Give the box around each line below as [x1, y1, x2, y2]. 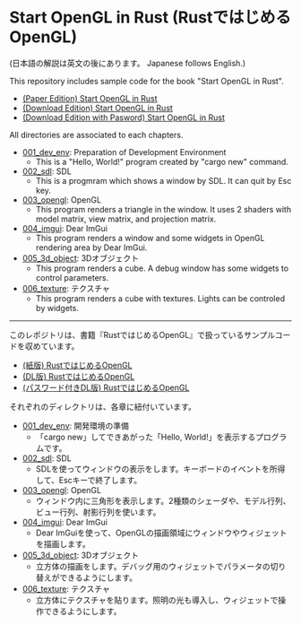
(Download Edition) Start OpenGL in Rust [21, 102, 173, 113]
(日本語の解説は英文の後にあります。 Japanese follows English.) [9, 57, 246, 68]
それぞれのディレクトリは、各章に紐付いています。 [9, 401, 197, 412]
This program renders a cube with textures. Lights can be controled [35, 292, 285, 304]
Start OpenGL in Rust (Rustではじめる [9, 7, 291, 28]
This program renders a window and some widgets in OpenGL [35, 232, 265, 243]
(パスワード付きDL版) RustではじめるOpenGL [21, 382, 190, 393]
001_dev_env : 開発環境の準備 [21, 420, 130, 430]
